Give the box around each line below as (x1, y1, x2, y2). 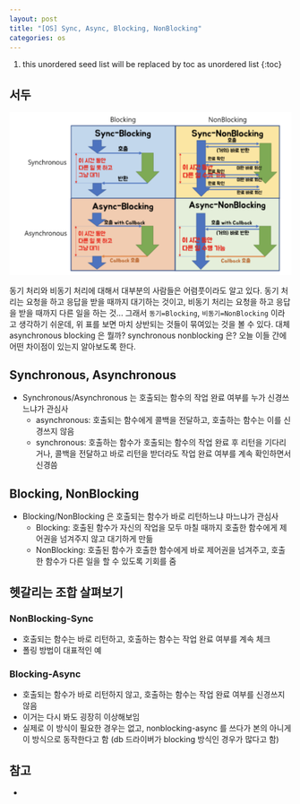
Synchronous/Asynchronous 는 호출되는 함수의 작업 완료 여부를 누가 (21, 393, 266, 403)
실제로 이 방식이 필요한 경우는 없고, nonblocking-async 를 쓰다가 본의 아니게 (21, 722, 292, 734)
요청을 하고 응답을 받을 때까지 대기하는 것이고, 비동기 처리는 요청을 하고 (25, 296, 275, 307)
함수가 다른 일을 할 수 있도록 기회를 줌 (45, 556, 177, 566)
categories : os (9, 33, 66, 42)
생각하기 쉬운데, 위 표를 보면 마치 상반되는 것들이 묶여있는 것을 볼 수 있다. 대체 (18, 318, 291, 329)
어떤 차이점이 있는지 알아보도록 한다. (9, 341, 136, 351)
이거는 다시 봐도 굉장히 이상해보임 (21, 712, 141, 722)
